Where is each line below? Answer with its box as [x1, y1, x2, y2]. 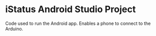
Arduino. [5, 25, 23, 31]
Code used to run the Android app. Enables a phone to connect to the [5, 20, 151, 26]
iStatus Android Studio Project [5, 4, 136, 15]
